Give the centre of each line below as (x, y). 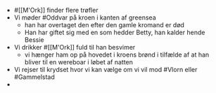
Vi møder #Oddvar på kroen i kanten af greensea (85, 17)
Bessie (34, 40)
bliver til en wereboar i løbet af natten (79, 62)
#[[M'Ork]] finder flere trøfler (56, 10)
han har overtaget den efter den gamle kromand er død (104, 25)
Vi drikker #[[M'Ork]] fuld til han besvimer (75, 47)
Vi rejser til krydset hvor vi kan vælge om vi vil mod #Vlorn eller (106, 70)
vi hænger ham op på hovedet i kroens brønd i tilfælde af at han (117, 55)
